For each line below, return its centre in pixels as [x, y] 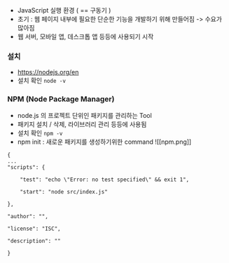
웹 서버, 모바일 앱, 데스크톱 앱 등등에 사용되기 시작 [85, 36]
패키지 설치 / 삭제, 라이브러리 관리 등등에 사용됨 [82, 124]
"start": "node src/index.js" [64, 191]
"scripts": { [26, 167]
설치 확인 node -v [42, 81]
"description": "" [34, 241]
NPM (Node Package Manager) [61, 99]
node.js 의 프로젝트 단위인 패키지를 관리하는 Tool [84, 115]
